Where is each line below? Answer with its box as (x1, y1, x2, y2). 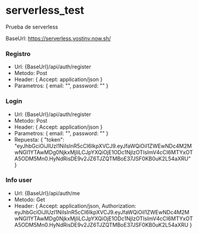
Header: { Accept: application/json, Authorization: (14, 202, 136, 209)
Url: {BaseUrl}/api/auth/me (14, 189, 80, 196)
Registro (5, 49, 31, 58)
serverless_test (5, 4, 85, 17)
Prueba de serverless (5, 23, 58, 30)
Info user (5, 176, 32, 185)
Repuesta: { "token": (14, 136, 65, 143)
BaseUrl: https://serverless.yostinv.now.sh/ (5, 35, 111, 42)
